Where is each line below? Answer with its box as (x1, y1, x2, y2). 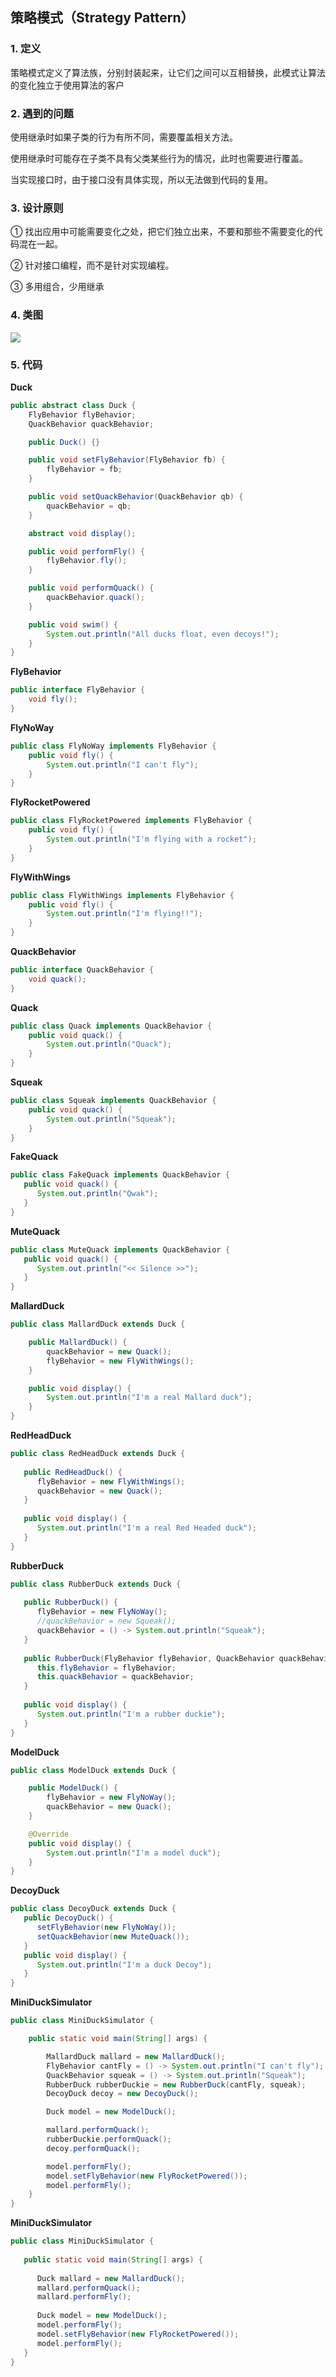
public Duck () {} (28, 437, 101, 447)
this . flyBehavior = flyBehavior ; (36, 1663, 177, 1673)
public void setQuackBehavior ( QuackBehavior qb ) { (28, 492, 244, 502)
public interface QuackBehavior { (10, 965, 155, 975)
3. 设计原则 (10, 201, 64, 215)
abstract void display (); (28, 528, 137, 538)
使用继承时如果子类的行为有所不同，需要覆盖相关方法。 (10, 131, 238, 143)
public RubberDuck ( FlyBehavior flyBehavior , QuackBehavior (23, 1653, 275, 1663)
